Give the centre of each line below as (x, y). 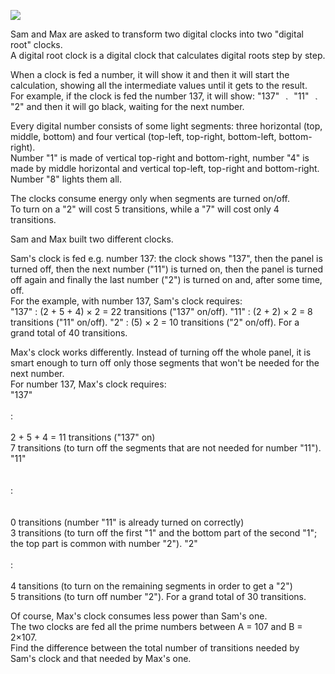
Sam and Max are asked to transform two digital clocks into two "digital (157, 34)
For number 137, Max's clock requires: (88, 384)
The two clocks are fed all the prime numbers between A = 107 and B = (156, 626)
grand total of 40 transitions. (69, 333)
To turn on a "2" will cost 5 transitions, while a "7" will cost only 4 (145, 209)
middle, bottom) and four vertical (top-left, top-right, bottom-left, (143, 136)
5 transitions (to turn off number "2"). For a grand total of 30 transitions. (158, 596)
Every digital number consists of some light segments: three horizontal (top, (166, 126)
